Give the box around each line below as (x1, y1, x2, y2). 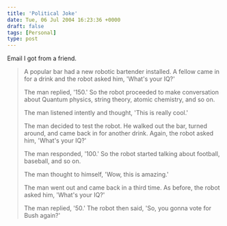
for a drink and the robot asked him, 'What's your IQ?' (23, 75, 176, 83)
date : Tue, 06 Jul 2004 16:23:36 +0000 (7, 16, 121, 23)
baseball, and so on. (23, 157, 81, 165)
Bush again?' (23, 212, 61, 220)
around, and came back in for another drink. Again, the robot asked (23, 129, 214, 138)
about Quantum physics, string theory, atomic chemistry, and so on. (23, 95, 215, 103)
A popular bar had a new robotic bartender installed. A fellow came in (23, 68, 220, 76)
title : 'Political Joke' (7, 10, 78, 17)
